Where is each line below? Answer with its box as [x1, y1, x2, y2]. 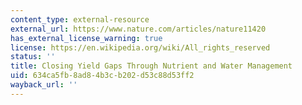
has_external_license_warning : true [10, 33, 163, 43]
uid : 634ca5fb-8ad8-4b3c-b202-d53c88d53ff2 [10, 71, 195, 81]
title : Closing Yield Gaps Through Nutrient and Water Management [10, 61, 293, 71]
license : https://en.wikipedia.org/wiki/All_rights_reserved [10, 42, 271, 53]
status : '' [10, 52, 56, 62]
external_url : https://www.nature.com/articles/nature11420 [10, 24, 267, 34]
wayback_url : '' [10, 80, 78, 90]
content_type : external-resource [10, 14, 150, 25]
